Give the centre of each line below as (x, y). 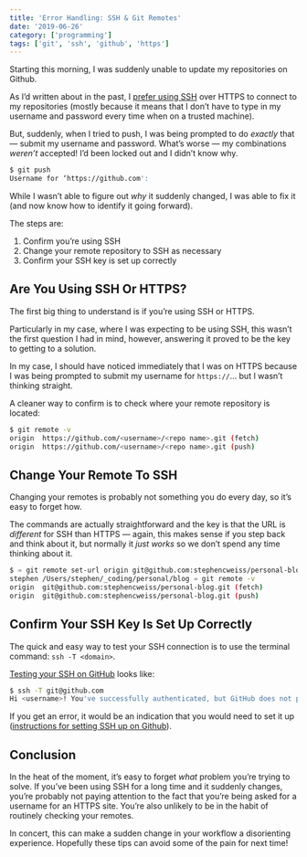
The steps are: (37, 223)
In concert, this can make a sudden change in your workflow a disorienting (150, 833)
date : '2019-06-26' (47, 26)
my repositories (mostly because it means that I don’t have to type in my (145, 107)
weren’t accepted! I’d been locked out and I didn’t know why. (124, 153)
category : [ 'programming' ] (61, 35)
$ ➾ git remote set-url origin (69, 571)
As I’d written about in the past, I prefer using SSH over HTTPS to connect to (153, 97)
